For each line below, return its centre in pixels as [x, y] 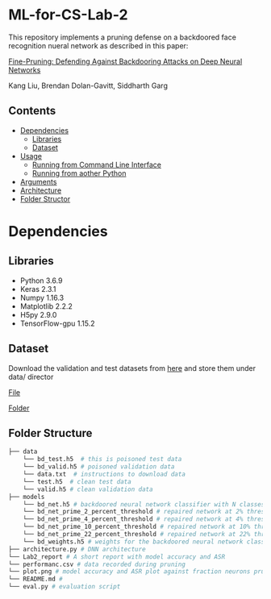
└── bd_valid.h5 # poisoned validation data [99, 467]
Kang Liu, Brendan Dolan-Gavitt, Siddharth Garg [88, 85]
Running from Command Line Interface [97, 164]
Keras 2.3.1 [38, 289]
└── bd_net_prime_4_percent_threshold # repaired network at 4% [133, 519]
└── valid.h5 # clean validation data [88, 489]
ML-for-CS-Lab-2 [68, 15]
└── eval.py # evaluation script [65, 587]
